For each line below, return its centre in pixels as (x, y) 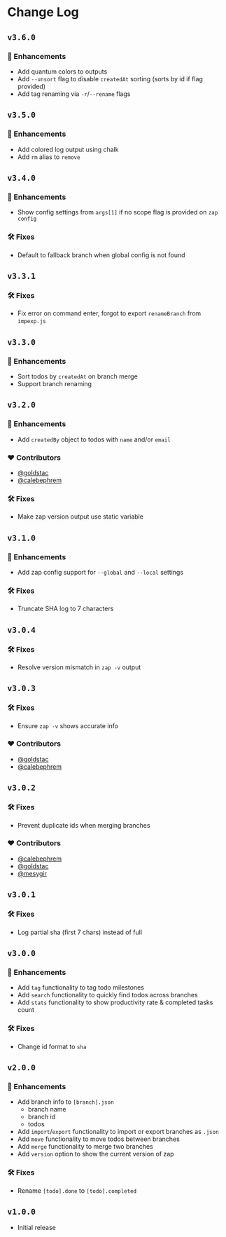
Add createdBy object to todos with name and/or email (94, 439)
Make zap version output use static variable (80, 517)
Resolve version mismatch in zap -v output (79, 667)
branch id (42, 1117)
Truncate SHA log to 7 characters (65, 609)
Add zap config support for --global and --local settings (100, 572)
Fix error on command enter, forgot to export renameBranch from (109, 313)
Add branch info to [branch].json (65, 1102)
